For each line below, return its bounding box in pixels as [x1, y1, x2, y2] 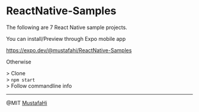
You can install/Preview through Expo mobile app [6, 35, 126, 42]
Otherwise [6, 58, 31, 65]
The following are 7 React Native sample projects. [6, 24, 127, 31]
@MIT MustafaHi [6, 99, 47, 106]
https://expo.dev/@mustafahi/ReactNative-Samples [6, 46, 132, 54]
